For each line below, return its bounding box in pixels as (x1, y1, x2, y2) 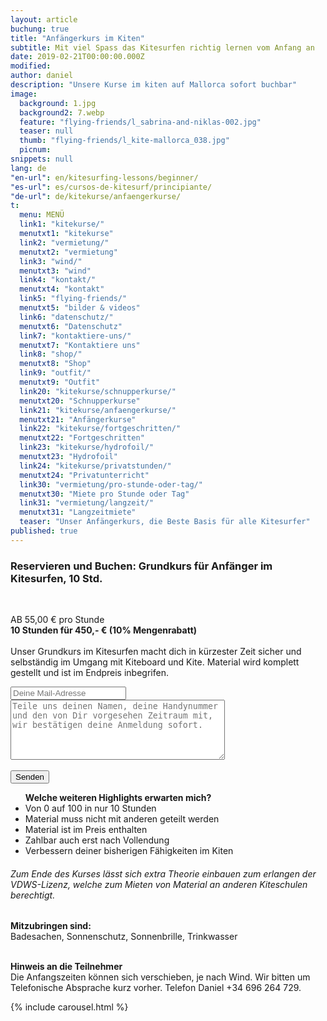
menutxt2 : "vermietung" (19, 247, 118, 257)
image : (10, 89, 38, 99)
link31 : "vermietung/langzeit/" (19, 498, 155, 508)
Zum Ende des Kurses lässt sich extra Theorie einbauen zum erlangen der (10, 867, 317, 880)
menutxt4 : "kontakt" (19, 284, 105, 295)
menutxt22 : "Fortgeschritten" (19, 433, 145, 443)
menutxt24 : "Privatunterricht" (19, 470, 150, 480)
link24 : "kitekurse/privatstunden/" (19, 461, 172, 471)
